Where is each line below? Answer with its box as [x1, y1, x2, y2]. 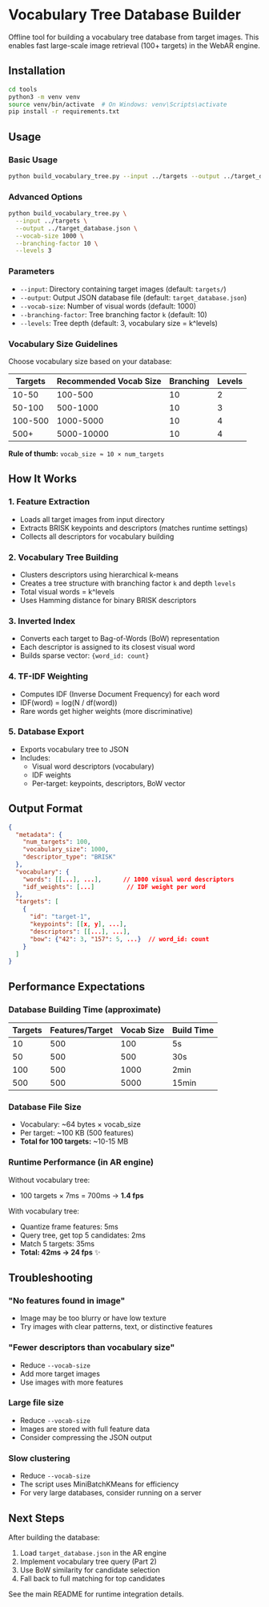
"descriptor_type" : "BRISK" [22, 853, 116, 861]
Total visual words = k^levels [19, 586, 114, 596]
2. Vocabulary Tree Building [8, 552, 118, 563]
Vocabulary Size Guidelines [8, 338, 118, 349]
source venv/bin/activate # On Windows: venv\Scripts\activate [8, 100, 227, 108]
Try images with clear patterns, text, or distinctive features [19, 1322, 214, 1332]
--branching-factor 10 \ [15, 239, 98, 247]
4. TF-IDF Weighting [8, 671, 89, 682]
